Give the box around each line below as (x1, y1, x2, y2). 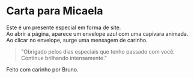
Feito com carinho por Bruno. (6, 65, 79, 73)
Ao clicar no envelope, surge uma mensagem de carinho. (6, 36, 148, 43)
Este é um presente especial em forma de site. (6, 24, 121, 31)
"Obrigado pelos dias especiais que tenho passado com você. (20, 48, 175, 55)
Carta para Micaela (6, 4, 103, 18)
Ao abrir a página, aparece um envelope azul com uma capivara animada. (6, 30, 189, 37)
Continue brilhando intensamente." (20, 54, 107, 61)
